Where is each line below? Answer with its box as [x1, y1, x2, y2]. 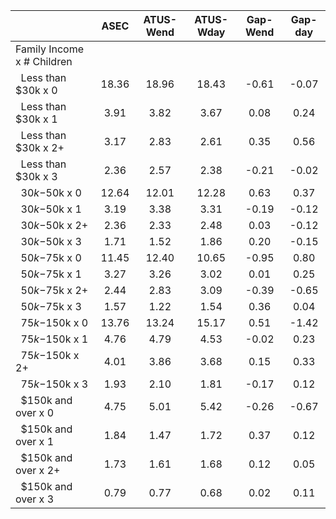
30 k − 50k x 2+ [20, 219, 89, 232]
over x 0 [15, 406, 55, 419]
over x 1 [15, 435, 55, 448]
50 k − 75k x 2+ [20, 284, 89, 297]
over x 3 [15, 492, 55, 506]
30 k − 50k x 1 [20, 202, 82, 216]
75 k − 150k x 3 [20, 377, 89, 391]
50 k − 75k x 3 [20, 300, 82, 313]
